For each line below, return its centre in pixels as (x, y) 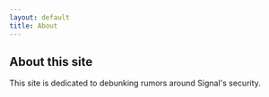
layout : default (39, 17)
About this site (51, 62)
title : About (34, 26)
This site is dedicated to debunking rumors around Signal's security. (135, 83)
